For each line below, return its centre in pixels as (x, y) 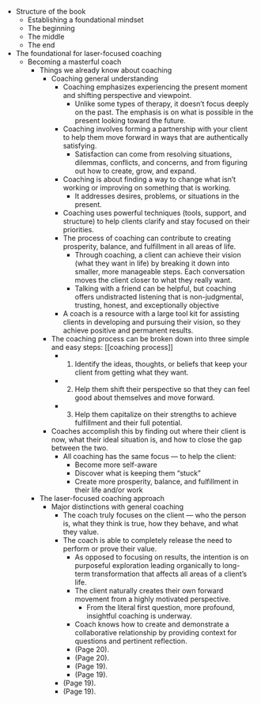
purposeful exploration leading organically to (148, 565)
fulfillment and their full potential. (129, 423)
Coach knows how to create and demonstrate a (152, 624)
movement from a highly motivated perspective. (153, 599)
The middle (46, 36)
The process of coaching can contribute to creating (147, 238)
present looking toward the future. (130, 120)
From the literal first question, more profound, (161, 607)
